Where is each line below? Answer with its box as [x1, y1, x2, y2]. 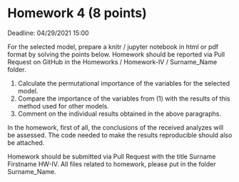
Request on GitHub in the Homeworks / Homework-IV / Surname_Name [7, 57, 218, 66]
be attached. [7, 138, 45, 147]
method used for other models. [17, 101, 109, 110]
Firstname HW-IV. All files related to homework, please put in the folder [7, 159, 216, 168]
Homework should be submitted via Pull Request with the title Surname [7, 152, 216, 161]
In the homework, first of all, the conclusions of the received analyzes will [7, 123, 223, 131]
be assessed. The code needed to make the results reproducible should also [7, 131, 233, 139]
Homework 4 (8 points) [7, 5, 148, 21]
